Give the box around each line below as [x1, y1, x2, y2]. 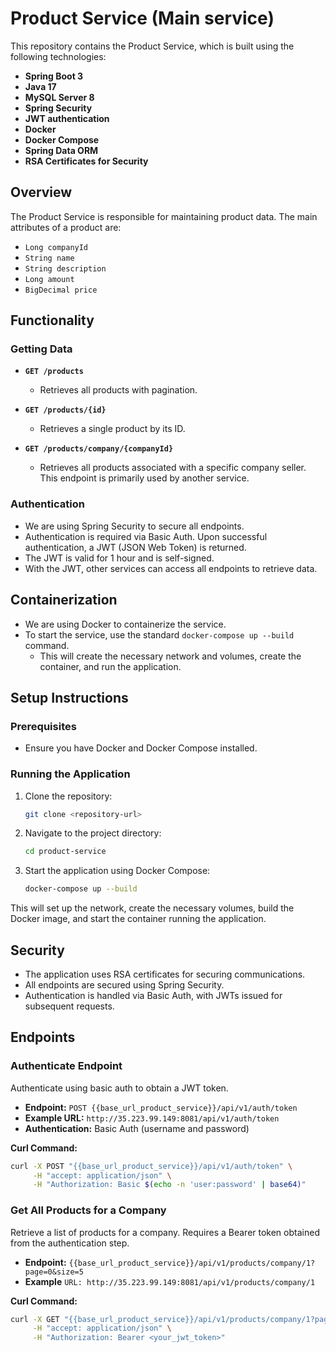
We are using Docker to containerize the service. [24, 618, 227, 630]
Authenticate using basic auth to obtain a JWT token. [10, 1082, 229, 1094]
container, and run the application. [39, 660, 182, 672]
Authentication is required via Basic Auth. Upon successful [24, 530, 268, 542]
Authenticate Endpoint [10, 1059, 123, 1073]
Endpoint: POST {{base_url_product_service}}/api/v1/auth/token [24, 1101, 298, 1113]
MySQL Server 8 [24, 91, 95, 103]
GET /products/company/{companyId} [24, 444, 174, 454]
